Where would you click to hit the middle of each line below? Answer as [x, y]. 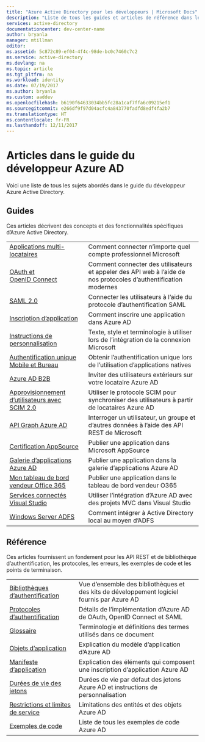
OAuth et [22, 272]
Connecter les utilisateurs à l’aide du [140, 297]
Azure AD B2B [30, 378]
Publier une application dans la [132, 460]
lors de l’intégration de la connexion [139, 339]
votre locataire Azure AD [123, 382]
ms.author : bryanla [31, 92]
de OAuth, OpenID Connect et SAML [131, 617]
